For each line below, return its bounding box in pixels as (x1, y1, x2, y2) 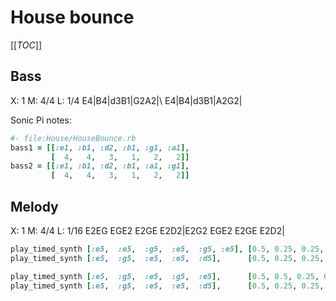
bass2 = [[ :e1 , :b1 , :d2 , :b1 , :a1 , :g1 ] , (10, 161, 190, 171)
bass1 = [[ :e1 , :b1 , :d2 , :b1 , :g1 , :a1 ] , (10, 142, 190, 153)
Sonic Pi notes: (10, 114, 72, 126)
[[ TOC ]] (10, 39, 42, 51)
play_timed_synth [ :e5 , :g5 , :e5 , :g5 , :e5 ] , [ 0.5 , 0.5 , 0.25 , (10, 271, 320, 281)
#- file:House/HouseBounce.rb (10, 133, 137, 143)
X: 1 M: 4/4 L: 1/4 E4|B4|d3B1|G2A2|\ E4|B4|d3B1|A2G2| (10, 94, 243, 106)
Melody (10, 198, 59, 215)
